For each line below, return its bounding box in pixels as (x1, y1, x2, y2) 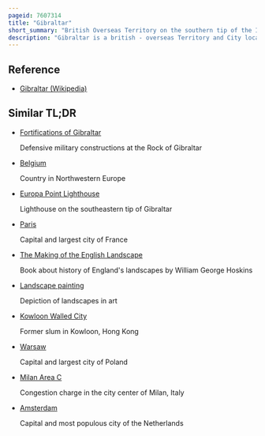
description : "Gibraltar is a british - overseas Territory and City (8, 33, 242, 42)
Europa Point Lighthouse (19, 189, 100, 198)
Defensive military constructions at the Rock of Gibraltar (19, 143, 203, 152)
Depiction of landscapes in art (19, 295, 118, 305)
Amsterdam (19, 403, 58, 412)
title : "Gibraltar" (8, 19, 73, 27)
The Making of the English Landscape (19, 250, 144, 259)
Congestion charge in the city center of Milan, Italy (19, 388, 185, 397)
